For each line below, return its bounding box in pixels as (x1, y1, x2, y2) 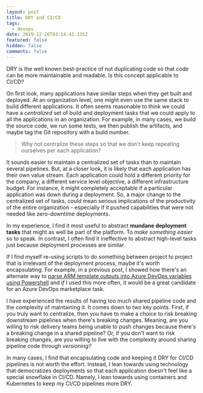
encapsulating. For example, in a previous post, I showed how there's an (6, 265, 187, 273)
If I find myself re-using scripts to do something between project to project (6, 253, 193, 260)
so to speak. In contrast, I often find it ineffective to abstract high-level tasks (6, 234, 197, 242)
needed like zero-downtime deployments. (6, 210, 110, 217)
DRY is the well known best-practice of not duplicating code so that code (6, 65, 189, 72)
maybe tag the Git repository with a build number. (6, 128, 130, 135)
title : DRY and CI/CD (6, 15, 61, 21)
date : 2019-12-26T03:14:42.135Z (6, 32, 88, 38)
